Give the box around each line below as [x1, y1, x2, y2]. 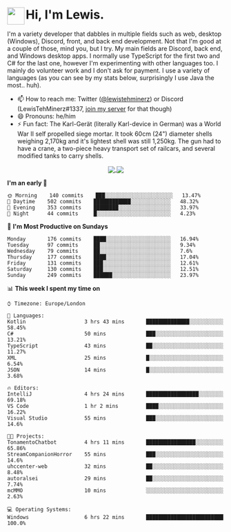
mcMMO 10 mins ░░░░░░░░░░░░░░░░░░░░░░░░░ [7, 487, 224, 494]
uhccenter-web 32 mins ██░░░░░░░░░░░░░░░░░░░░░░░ [7, 463, 224, 470]
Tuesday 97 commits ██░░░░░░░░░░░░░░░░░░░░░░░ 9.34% [7, 242, 196, 249]
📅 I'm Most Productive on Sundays [7, 223, 108, 231]
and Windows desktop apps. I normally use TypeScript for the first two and [7, 52, 221, 60]
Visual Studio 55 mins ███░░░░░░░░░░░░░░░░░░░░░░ [7, 415, 224, 422]
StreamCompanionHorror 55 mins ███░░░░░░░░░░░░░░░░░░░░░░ [7, 451, 224, 458]
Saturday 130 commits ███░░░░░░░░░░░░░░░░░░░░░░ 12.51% [7, 266, 199, 273]
